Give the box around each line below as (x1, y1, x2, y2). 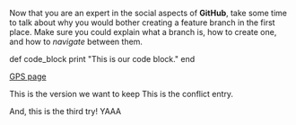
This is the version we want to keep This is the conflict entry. (9, 89, 234, 99)
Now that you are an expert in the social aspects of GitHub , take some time (9, 8, 287, 18)
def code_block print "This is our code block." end (9, 54, 196, 64)
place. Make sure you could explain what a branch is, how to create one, (9, 27, 277, 37)
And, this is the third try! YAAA (9, 106, 122, 116)
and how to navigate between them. (9, 36, 144, 47)
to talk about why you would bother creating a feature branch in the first (9, 17, 275, 28)
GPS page (9, 71, 47, 82)
